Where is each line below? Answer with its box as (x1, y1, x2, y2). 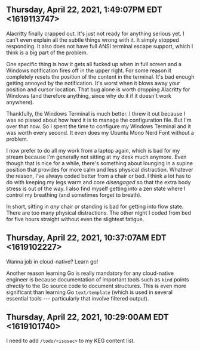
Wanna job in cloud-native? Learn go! (6, 258, 99, 265)
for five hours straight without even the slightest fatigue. (6, 215, 144, 222)
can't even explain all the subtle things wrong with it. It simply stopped (6, 36, 179, 44)
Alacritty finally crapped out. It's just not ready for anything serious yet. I (6, 30, 184, 37)
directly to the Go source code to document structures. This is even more (6, 282, 187, 289)
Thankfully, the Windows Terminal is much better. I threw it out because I (6, 110, 186, 117)
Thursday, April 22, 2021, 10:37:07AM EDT (6, 233, 167, 243)
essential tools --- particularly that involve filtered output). (6, 295, 149, 302)
